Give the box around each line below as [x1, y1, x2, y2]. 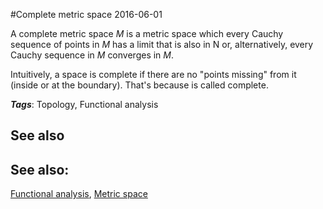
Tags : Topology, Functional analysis [10, 99, 159, 110]
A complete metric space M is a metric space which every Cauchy [10, 28, 284, 39]
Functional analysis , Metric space [10, 188, 148, 200]
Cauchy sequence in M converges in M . [10, 49, 175, 61]
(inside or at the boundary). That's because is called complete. [10, 79, 269, 91]
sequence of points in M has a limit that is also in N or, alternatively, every [10, 39, 314, 50]
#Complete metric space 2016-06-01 [10, 9, 163, 20]
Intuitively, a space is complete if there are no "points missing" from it [10, 69, 297, 80]
